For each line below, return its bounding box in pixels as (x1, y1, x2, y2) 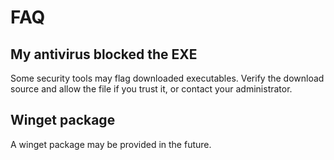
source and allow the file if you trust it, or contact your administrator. (10, 83, 293, 95)
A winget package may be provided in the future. (10, 138, 212, 150)
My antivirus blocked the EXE (10, 46, 198, 63)
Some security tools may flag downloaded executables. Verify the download (10, 72, 325, 84)
